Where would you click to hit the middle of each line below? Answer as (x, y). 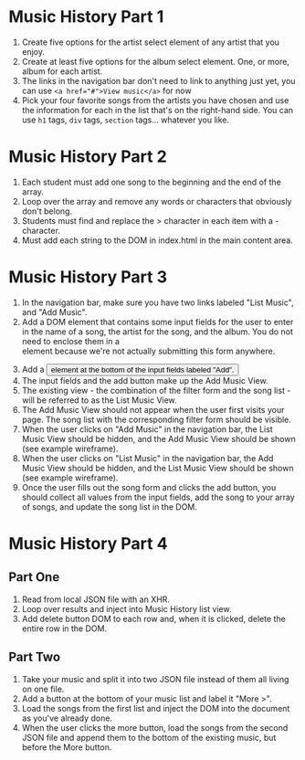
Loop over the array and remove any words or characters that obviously (157, 201)
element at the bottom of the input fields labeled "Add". (142, 369)
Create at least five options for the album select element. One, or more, (155, 61)
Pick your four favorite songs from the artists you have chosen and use (155, 100)
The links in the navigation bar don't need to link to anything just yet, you (158, 80)
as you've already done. (67, 718)
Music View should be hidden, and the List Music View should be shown (158, 468)
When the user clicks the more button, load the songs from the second (155, 727)
